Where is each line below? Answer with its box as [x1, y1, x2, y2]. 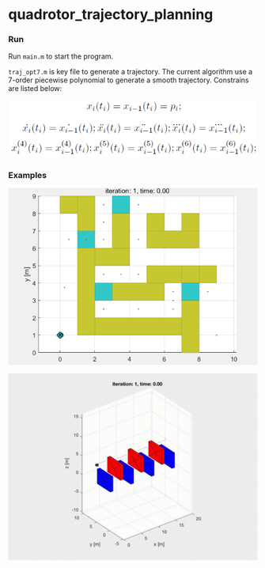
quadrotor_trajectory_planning [8, 6, 214, 24]
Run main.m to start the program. [8, 51, 114, 61]
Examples [8, 169, 47, 180]
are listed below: [8, 84, 62, 93]
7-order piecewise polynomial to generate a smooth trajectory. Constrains [8, 75, 249, 85]
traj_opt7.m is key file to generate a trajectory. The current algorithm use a [8, 67, 253, 77]
